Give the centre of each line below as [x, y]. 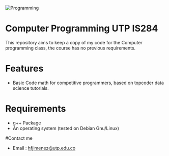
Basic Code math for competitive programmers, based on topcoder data [88, 83]
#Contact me [19, 138]
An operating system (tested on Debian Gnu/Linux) [66, 128]
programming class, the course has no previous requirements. [71, 48]
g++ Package [27, 123]
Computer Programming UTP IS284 [82, 29]
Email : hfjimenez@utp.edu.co [44, 148]
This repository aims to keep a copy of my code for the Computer [74, 42]
